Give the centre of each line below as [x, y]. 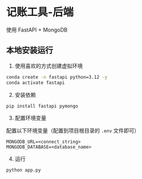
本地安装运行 [30, 50]
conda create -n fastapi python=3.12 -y [57, 77]
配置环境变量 [30, 118]
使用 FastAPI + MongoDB [37, 30]
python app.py [24, 170]
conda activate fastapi [36, 83]
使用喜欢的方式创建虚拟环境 [49, 65]
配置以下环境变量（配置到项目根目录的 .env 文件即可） [73, 131]
